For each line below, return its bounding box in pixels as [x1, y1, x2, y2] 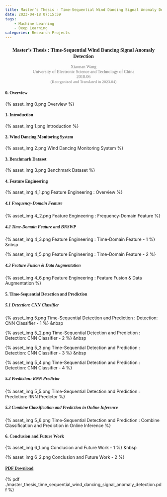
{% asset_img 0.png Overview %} [5, 101, 75, 107]
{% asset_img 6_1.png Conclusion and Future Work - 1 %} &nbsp [5, 444, 137, 450]
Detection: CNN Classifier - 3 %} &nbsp [5, 350, 86, 355]
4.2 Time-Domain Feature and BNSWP [5, 224, 76, 229]
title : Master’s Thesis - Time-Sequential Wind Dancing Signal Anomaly [5, 7, 157, 12]
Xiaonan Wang [70, 64, 97, 70]
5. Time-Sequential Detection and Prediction [5, 291, 88, 297]
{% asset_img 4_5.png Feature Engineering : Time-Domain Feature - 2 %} [5, 251, 156, 257]
